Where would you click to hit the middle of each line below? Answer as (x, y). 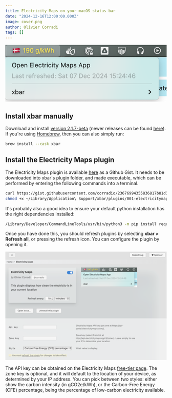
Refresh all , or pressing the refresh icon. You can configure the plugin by (82, 239)
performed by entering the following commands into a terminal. (72, 183)
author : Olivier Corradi (32, 27)
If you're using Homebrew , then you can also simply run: (65, 134)
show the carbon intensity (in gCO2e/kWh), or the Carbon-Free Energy (80, 385)
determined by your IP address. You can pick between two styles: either (81, 379)
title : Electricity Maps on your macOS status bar (60, 11)
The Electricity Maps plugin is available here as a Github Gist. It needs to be (85, 172)
